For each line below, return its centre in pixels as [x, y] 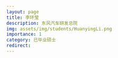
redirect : [19, 46]
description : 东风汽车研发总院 [42, 23]
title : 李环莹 [23, 18]
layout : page [23, 12]
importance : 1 [24, 34]
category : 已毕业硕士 [31, 40]
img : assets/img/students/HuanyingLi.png [59, 29]
